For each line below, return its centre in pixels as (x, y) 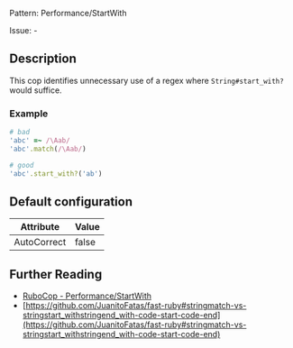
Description (43, 59)
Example (29, 114)
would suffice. (36, 90)
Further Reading (56, 274)
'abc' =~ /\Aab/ (40, 140)
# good (22, 165)
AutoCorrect (40, 243)
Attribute (40, 227)
